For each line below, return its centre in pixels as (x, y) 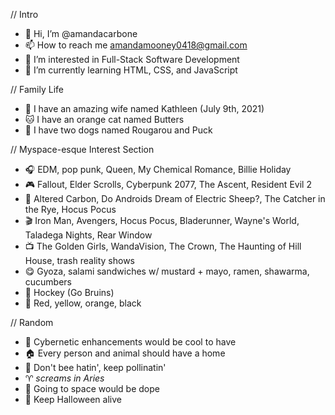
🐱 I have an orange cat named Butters (104, 119)
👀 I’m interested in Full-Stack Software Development (132, 59)
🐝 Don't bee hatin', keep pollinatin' (95, 367)
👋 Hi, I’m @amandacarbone (81, 33)
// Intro (24, 14)
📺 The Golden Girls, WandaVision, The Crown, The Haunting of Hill (163, 246)
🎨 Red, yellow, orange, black (83, 303)
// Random (32, 322)
